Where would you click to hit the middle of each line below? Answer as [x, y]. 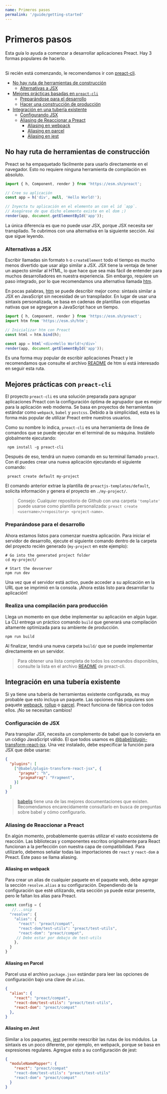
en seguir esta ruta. [25, 369]
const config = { [23, 905]
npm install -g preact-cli [35, 447]
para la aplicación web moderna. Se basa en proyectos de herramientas [79, 407]
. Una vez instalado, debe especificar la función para [100, 744]
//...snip [22, 910]
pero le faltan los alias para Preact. [41, 896]
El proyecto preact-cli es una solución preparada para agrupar [71, 396]
